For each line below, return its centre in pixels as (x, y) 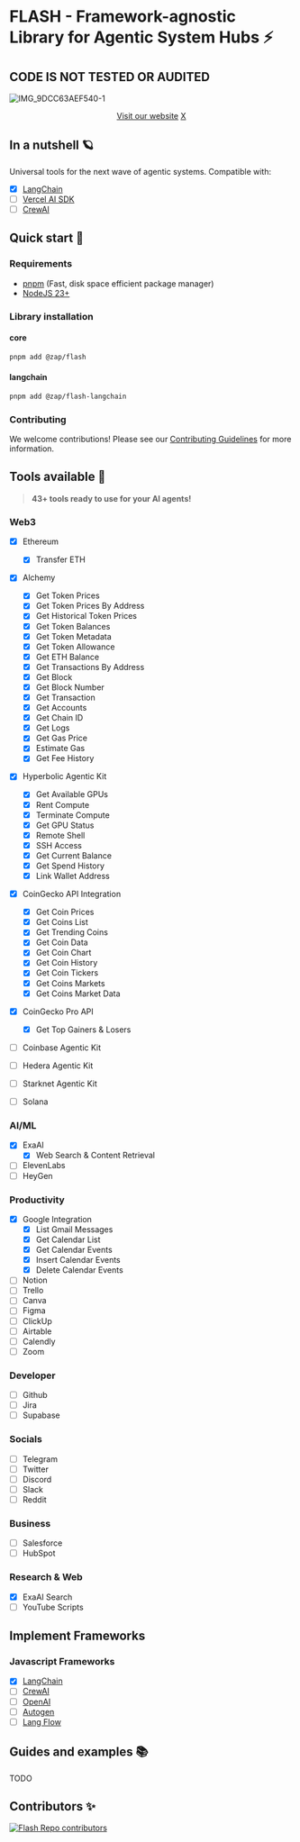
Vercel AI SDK (48, 199)
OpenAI (36, 1701)
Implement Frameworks (77, 1636)
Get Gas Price (62, 738)
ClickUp (37, 1320)
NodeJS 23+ (46, 293)
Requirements (41, 264)
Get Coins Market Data (78, 994)
